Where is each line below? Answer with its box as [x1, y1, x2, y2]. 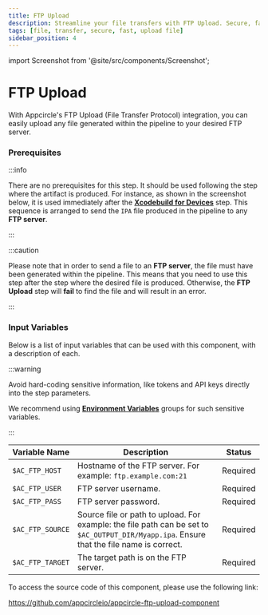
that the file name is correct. [77, 538, 183, 550]
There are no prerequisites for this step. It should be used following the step [8, 181, 258, 190]
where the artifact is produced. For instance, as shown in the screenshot [8, 189, 247, 199]
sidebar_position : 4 [8, 34, 77, 42]
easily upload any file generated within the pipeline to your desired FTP [8, 119, 242, 129]
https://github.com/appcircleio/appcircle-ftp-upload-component [8, 597, 220, 607]
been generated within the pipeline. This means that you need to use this [8, 269, 248, 280]
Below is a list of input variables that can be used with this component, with [8, 340, 257, 350]
